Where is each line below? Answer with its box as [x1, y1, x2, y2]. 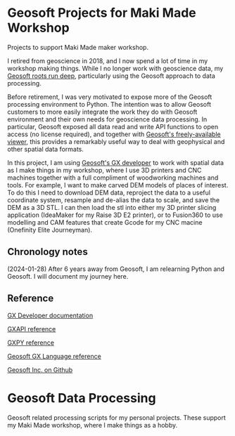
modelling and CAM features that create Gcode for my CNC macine [7, 218, 203, 226]
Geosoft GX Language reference [7, 352, 102, 360]
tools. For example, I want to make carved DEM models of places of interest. [7, 180, 229, 189]
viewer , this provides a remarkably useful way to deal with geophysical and [7, 137, 225, 145]
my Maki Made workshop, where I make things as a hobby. [7, 421, 178, 429]
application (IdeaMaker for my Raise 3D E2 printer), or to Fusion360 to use [7, 211, 223, 219]
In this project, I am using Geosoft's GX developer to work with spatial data [7, 158, 224, 166]
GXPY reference [7, 338, 55, 347]
